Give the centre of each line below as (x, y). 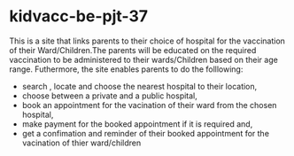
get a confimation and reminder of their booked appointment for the (146, 133)
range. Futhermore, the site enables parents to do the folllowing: (126, 69)
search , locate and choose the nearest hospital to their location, (139, 86)
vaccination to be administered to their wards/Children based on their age (144, 59)
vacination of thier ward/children (81, 143)
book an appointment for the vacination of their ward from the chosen (149, 105)
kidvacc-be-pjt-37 (79, 16)
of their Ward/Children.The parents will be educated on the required (133, 50)
